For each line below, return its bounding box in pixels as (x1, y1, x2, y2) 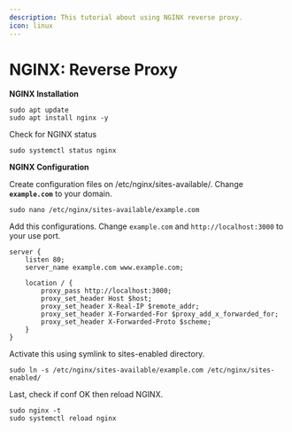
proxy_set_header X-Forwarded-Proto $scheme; (41, 318, 212, 326)
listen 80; (25, 255, 65, 264)
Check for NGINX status (9, 130, 97, 140)
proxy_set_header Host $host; (41, 295, 152, 303)
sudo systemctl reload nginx (9, 414, 117, 423)
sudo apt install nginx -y (9, 114, 109, 122)
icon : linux (9, 21, 53, 30)
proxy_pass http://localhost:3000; (41, 287, 173, 295)
